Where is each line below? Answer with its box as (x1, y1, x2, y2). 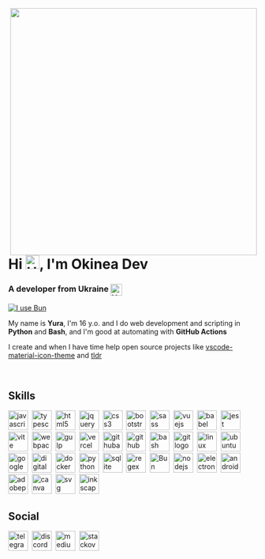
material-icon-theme (8, 351, 76, 361)
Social (8, 509, 39, 523)
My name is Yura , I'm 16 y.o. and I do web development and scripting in (8, 319, 241, 328)
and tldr (77, 351, 103, 361)
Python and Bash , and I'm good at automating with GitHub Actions (8, 327, 227, 337)
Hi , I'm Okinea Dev (8, 255, 148, 273)
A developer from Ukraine (8, 283, 109, 294)
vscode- (205, 342, 233, 352)
